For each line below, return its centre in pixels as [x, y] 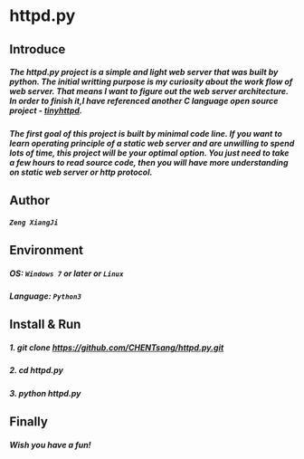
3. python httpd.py [45, 393]
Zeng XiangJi [34, 223]
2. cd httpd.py [36, 370]
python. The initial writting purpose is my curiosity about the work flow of [151, 81]
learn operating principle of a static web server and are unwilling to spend [152, 143]
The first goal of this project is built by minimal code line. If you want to [146, 133]
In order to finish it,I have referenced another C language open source [144, 101]
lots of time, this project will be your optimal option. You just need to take [149, 153]
